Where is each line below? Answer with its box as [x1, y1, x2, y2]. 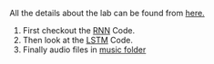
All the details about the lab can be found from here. [9, 8, 205, 18]
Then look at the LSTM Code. [22, 35, 134, 45]
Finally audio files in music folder [22, 44, 147, 55]
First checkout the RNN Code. [22, 25, 136, 35]
